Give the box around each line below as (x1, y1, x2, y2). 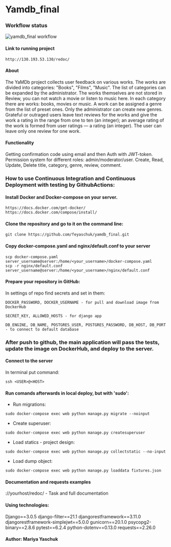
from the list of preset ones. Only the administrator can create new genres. (5, 106, 163, 112)
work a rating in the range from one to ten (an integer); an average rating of (5, 117, 164, 123)
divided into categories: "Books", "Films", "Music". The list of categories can (5, 84, 166, 90)
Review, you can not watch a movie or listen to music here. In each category (5, 95, 166, 101)
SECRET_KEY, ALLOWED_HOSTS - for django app (5, 313, 102, 319)
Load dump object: (12, 458, 53, 464)
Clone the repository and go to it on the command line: (5, 221, 124, 227)
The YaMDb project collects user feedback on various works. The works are (5, 79, 166, 85)
